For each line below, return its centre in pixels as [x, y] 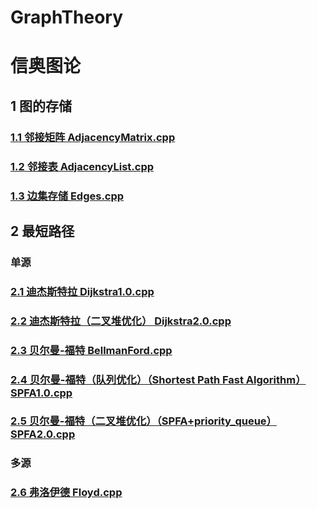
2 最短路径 [42, 231]
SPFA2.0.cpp [43, 434]
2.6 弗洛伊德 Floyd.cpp [66, 493]
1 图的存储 [41, 106]
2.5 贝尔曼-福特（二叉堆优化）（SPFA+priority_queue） [143, 421]
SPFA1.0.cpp [41, 393]
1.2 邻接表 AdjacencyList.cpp [82, 166]
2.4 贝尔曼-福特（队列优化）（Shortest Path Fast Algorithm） [158, 379]
